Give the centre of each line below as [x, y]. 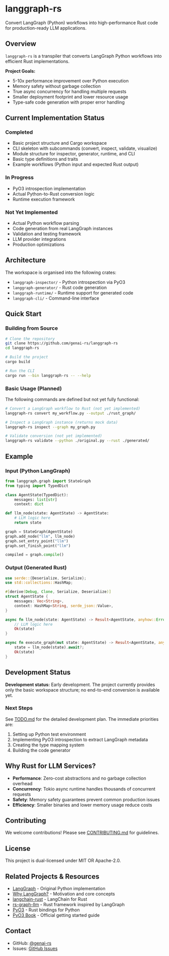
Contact [18, 931]
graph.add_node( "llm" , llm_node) [40, 536]
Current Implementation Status [55, 118]
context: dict [29, 504]
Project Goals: [20, 71]
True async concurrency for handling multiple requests [69, 91]
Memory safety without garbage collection [57, 86]
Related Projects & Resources [52, 876]
